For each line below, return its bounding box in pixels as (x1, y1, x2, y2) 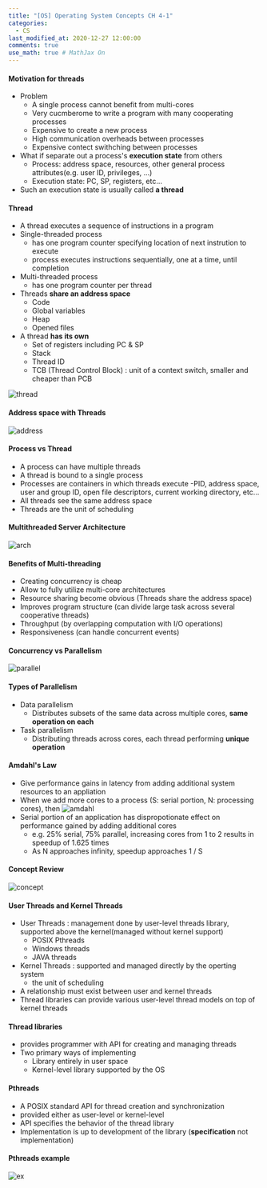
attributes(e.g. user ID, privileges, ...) (31, 168, 153, 178)
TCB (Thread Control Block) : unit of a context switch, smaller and (31, 366, 249, 375)
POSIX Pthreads (31, 935, 86, 945)
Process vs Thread (8, 444, 72, 454)
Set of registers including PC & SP (31, 340, 144, 350)
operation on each (31, 717, 94, 726)
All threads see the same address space (19, 495, 153, 505)
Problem (19, 91, 48, 101)
